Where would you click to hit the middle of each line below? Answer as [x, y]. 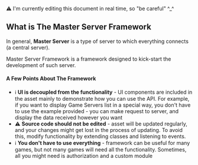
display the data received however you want [69, 118]
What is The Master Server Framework [79, 27]
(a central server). [28, 47]
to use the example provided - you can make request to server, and [97, 111]
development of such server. [41, 65]
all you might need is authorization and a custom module [84, 156]
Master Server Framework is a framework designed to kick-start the [89, 59]
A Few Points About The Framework [51, 78]
